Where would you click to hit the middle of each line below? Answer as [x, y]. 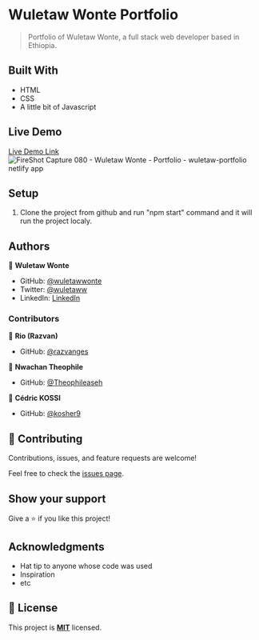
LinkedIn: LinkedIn [50, 298]
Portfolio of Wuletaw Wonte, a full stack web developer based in [133, 37]
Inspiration [37, 574]
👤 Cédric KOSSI [35, 398]
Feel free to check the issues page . [66, 474]
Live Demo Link [34, 151]
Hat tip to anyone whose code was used [86, 566]
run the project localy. [56, 221]
